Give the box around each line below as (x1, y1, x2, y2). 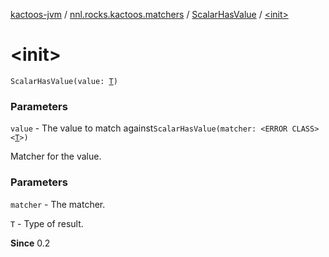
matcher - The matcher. (10, 198, 106, 210)
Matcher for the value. (10, 150, 102, 163)
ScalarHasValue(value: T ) (10, 76, 118, 86)
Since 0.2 (10, 237, 51, 249)
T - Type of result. (10, 217, 84, 229)
